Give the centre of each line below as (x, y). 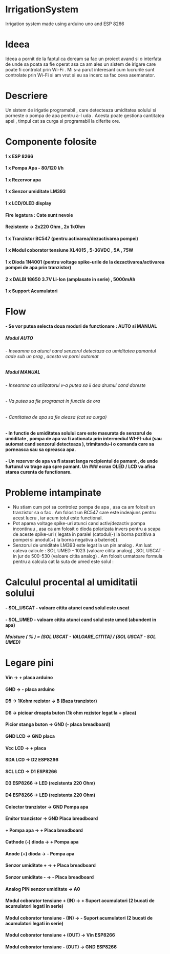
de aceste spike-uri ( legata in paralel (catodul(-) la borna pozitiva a (84, 534)
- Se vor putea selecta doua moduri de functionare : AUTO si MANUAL (81, 326)
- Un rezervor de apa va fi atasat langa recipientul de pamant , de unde (82, 461)
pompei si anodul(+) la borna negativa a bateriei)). (66, 540)
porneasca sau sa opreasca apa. (41, 449)
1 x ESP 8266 (19, 156)
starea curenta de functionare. (38, 472)
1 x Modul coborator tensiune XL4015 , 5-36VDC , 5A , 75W (69, 250)
